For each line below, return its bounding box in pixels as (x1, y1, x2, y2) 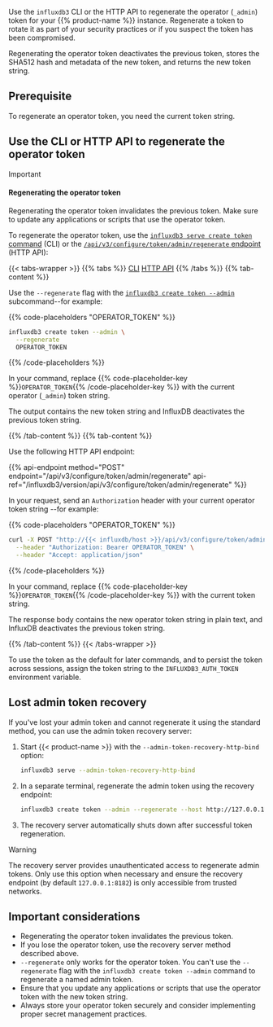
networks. (8, 886, 42, 896)
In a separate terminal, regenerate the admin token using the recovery (19, 781, 254, 791)
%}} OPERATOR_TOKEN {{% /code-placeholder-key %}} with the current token (8, 590, 256, 600)
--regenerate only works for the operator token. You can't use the (19, 957, 241, 968)
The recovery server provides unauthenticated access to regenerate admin (8, 860, 260, 870)
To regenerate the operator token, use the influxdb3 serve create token (8, 230, 253, 239)
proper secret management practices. (19, 1009, 148, 1019)
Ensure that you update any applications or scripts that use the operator (19, 983, 262, 993)
